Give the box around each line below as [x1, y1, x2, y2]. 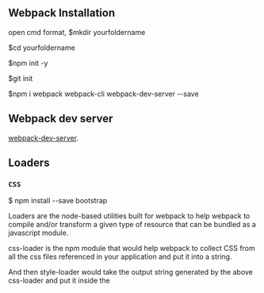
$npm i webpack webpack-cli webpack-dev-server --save [8, 89, 200, 98]
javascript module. [8, 228, 69, 237]
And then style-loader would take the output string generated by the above [8, 268, 254, 277]
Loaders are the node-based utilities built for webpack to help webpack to [8, 211, 251, 221]
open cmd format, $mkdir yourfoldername [8, 27, 146, 37]
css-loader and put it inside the [8, 276, 110, 285]
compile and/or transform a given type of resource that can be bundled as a [8, 220, 256, 229]
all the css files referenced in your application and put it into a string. [8, 252, 232, 261]
